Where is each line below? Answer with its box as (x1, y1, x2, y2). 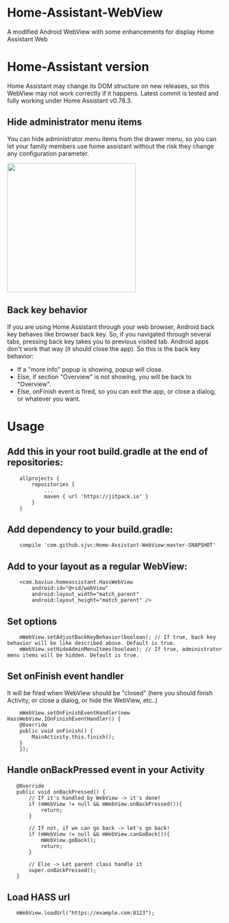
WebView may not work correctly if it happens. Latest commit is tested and (7, 89, 219, 97)
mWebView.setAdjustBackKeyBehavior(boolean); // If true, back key (19, 633, 216, 641)
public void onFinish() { (19, 728, 94, 734)
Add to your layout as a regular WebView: (7, 560, 188, 572)
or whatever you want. (16, 394, 81, 403)
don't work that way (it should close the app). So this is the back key (7, 344, 201, 352)
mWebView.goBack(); (40, 836, 97, 844)
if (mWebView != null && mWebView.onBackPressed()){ (28, 800, 183, 807)
